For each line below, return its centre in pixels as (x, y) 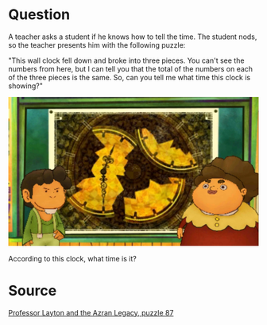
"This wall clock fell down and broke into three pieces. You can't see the (126, 60)
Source (33, 291)
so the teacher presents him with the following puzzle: (97, 44)
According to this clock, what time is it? (72, 258)
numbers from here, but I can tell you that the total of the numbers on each (130, 68)
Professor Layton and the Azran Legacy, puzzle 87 (91, 312)
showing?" (26, 86)
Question (39, 15)
